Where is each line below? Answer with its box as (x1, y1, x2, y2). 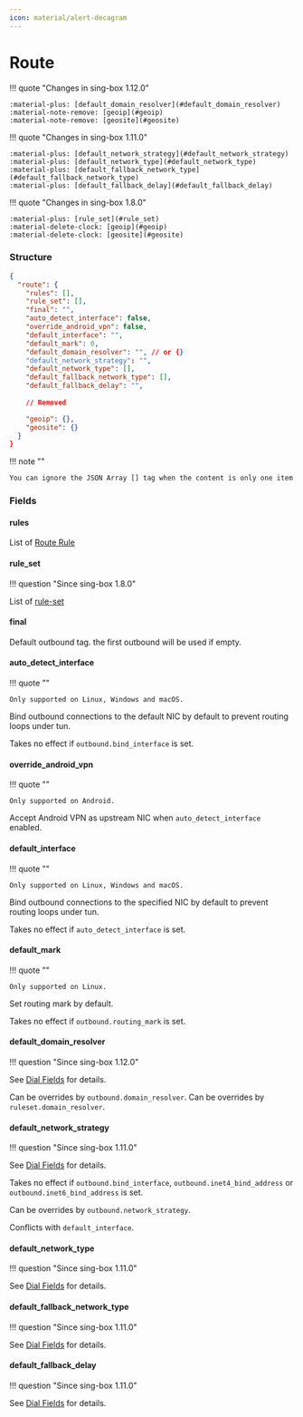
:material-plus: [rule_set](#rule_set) (9, 214, 160, 223)
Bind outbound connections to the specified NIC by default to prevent (9, 897, 269, 907)
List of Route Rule (9, 537, 75, 548)
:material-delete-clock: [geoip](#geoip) (9, 222, 168, 231)
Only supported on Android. (9, 797, 116, 806)
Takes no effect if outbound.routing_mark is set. (9, 1015, 186, 1026)
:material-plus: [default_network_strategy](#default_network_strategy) (9, 149, 289, 159)
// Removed (25, 398, 67, 407)
